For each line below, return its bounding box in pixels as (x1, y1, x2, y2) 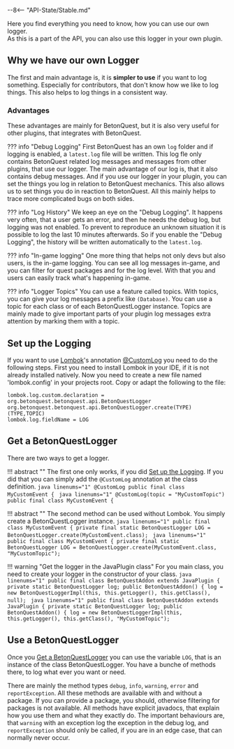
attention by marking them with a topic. (7, 317, 120, 325)
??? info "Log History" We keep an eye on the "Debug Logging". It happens (7, 208, 223, 216)
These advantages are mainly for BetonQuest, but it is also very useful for (7, 122, 220, 130)
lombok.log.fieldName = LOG (7, 416, 89, 423)
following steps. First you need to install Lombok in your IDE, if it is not (7, 363, 210, 372)
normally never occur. (7, 733, 71, 741)
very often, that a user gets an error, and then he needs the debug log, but (7, 216, 221, 224)
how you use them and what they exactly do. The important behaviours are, (7, 710, 225, 720)
